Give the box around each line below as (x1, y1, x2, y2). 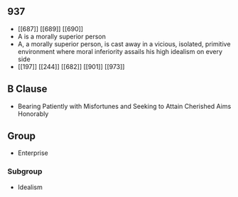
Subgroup (7, 166, 43, 176)
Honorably (17, 110, 49, 118)
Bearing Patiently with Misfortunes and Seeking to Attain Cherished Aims (17, 102, 232, 110)
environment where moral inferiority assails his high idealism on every (17, 47, 222, 55)
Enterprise (17, 149, 48, 157)
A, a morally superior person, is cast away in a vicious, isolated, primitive (17, 39, 231, 48)
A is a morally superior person (17, 32, 107, 41)
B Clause (7, 83, 48, 95)
